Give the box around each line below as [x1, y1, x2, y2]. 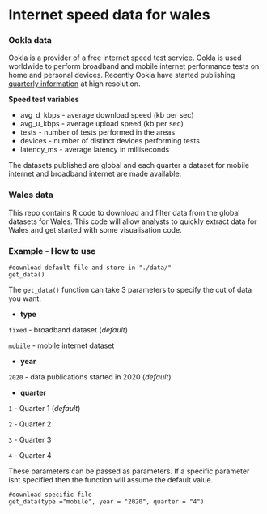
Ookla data [8, 35, 53, 46]
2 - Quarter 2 [8, 419, 52, 429]
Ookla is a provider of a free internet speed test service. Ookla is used [8, 53, 242, 62]
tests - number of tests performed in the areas [19, 127, 176, 137]
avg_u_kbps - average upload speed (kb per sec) [19, 119, 184, 129]
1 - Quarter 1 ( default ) [8, 404, 81, 413]
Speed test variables [8, 95, 79, 105]
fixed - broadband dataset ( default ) [8, 325, 128, 335]
